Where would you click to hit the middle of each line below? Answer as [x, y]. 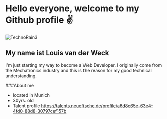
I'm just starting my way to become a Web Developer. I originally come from [84, 65]
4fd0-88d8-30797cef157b [39, 111]
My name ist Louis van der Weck [57, 53]
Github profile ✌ [39, 20]
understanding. [21, 76]
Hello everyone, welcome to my [72, 9]
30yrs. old [23, 100]
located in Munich [31, 95]
